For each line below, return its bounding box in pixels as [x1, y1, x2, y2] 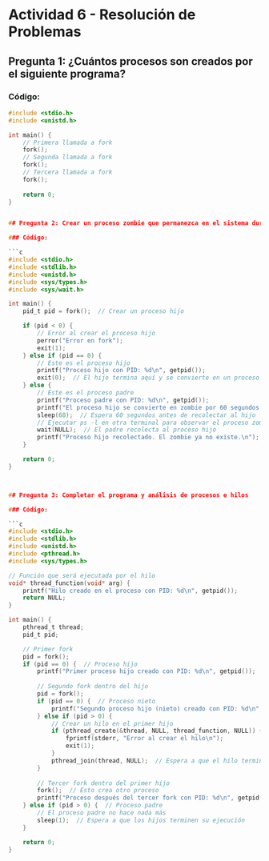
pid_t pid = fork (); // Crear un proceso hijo [22, 307, 184, 315]
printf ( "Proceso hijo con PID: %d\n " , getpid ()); [37, 366, 206, 374]
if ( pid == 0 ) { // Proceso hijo [22, 660, 138, 668]
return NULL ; [22, 594, 66, 602]
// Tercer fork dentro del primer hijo [37, 779, 171, 787]
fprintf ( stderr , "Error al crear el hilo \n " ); [65, 735, 224, 743]
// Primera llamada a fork [22, 138, 113, 146]
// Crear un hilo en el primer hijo [50, 719, 174, 727]
